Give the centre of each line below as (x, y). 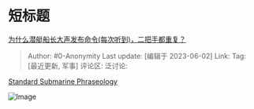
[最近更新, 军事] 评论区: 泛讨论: (77, 65)
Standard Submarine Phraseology (63, 81)
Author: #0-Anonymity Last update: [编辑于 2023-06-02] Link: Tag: (137, 56)
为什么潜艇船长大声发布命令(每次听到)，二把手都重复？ (97, 39)
